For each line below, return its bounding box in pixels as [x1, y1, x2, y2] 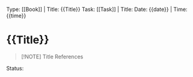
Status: [6, 64, 24, 72]
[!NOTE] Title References [21, 53, 83, 60]
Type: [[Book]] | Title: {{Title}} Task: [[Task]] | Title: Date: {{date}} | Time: [6, 6, 188, 13]
